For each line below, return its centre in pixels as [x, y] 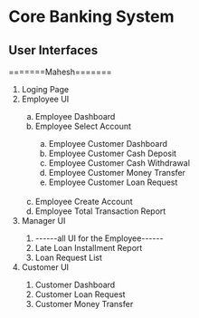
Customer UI [45, 267]
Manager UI [43, 221]
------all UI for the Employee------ [99, 238]
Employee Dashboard [75, 116]
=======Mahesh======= [60, 72]
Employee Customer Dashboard [108, 144]
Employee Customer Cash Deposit [113, 153]
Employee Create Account [84, 202]
